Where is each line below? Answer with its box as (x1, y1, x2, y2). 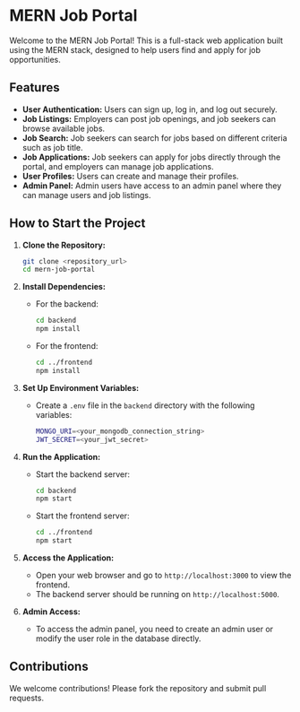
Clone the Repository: (21, 239, 106, 250)
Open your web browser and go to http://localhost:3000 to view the (35, 570, 292, 581)
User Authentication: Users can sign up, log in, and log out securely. (21, 104, 278, 115)
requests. (9, 692, 45, 703)
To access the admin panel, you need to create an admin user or (35, 624, 274, 635)
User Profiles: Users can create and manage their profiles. (21, 170, 239, 181)
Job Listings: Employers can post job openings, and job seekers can (21, 113, 276, 124)
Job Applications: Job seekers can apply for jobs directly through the (21, 152, 281, 162)
